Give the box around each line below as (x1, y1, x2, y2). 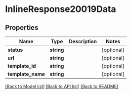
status (7, 46, 23, 53)
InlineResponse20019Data (5, 3, 116, 15)
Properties (5, 23, 39, 32)
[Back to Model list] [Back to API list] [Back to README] (5, 84, 119, 89)
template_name (7, 71, 45, 78)
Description (69, 38, 97, 45)
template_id (7, 63, 36, 69)
